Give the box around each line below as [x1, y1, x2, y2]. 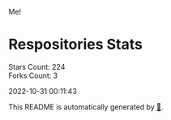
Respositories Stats [8, 36, 143, 54]
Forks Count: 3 [8, 71, 58, 80]
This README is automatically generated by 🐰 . [8, 101, 164, 112]
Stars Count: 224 [8, 62, 66, 71]
